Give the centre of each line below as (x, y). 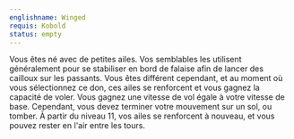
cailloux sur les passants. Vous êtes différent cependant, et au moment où (146, 78)
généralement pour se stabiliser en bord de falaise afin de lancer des (137, 69)
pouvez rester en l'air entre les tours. (78, 126)
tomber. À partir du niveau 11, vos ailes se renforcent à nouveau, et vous (142, 116)
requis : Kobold (38, 26)
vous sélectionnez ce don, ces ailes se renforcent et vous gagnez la (134, 88)
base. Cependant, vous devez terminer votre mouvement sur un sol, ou (141, 107)
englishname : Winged (48, 17)
